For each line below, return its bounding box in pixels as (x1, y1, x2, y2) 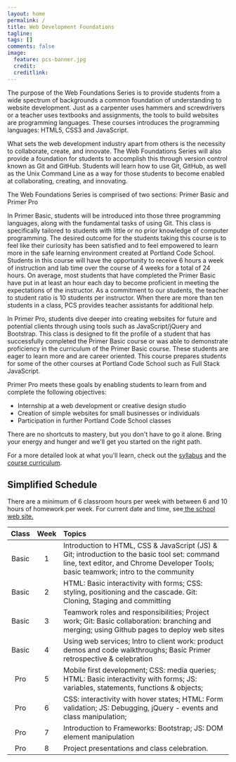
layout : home (7, 10, 46, 18)
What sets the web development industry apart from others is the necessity (7, 139, 226, 147)
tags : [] (7, 37, 33, 44)
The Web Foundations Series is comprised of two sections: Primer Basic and (7, 190, 229, 199)
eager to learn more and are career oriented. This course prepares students (7, 352, 227, 360)
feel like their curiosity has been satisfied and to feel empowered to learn (7, 241, 218, 249)
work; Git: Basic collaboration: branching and (63, 616, 211, 626)
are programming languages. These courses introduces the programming (7, 118, 220, 126)
